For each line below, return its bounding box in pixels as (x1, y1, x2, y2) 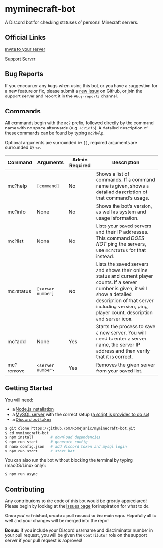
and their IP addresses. (96, 229, 148, 236)
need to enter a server (96, 336, 147, 342)
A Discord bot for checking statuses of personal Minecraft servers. (5, 19, 139, 25)
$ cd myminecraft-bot (5, 431, 49, 435)
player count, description (96, 309, 153, 316)
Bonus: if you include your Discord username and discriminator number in (5, 527, 153, 533)
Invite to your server (5, 46, 45, 52)
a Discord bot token (12, 417, 52, 422)
